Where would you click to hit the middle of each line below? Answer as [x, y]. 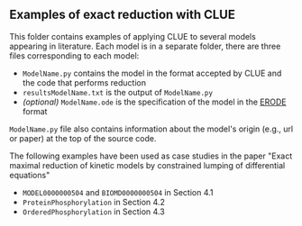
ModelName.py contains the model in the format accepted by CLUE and [152, 73]
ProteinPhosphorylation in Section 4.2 [93, 202]
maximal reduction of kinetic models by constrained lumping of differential [147, 165]
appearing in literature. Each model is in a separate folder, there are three [145, 46]
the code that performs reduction [84, 82]
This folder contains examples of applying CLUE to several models [133, 36]
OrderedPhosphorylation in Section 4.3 [93, 212]
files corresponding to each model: [74, 55]
